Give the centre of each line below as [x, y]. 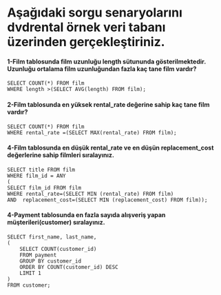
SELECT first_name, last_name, [52, 237]
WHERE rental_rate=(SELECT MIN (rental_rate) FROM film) [91, 194]
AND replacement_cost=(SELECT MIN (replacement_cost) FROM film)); [107, 200]
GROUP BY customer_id [50, 261]
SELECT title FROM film [41, 170]
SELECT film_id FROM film [44, 187]
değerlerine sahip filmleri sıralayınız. [61, 155]
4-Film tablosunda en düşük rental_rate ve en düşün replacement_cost [110, 148]
